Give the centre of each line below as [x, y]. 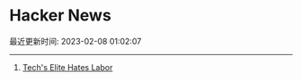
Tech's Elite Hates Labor [67, 67]
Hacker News [61, 16]
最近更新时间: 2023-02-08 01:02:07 [75, 41]
